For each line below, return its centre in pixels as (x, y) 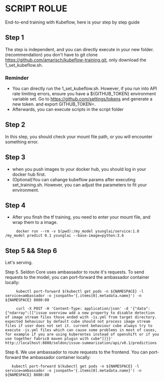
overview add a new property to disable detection (102, 313)
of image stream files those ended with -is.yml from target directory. (81, 317)
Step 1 (15, 38)
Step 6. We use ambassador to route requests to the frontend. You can (77, 352)
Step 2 (15, 125)
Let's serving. (19, 263)
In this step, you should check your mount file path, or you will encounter (79, 136)
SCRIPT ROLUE (36, 9)
